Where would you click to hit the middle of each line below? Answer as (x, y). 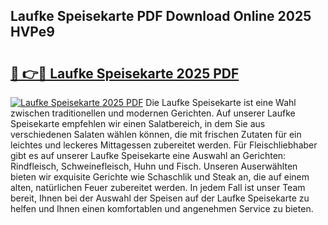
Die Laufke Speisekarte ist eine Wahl (221, 102)
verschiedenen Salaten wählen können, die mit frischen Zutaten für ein (156, 134)
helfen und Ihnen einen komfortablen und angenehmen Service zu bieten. (162, 208)
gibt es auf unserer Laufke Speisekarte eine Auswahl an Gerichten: (148, 155)
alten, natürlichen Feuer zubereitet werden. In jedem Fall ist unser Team (158, 187)
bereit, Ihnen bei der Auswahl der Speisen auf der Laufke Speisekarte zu (160, 198)
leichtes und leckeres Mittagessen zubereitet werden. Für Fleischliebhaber (164, 145)
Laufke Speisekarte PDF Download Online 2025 (161, 16)
